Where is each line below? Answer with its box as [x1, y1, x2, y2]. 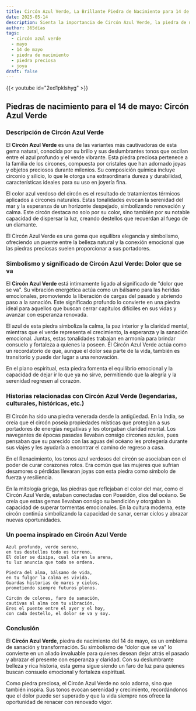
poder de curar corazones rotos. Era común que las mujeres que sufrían [6, 461, 180, 468]
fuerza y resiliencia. [6, 473, 54, 480]
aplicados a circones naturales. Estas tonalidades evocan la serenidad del [6, 196, 184, 203]
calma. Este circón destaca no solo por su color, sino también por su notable [6, 208, 190, 215]
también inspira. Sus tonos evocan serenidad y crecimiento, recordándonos [6, 686, 188, 693]
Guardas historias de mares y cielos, [6, 580, 100, 586]
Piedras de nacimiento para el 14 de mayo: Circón [6, 101, 189, 111]
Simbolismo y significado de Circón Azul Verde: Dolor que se [6, 259, 182, 267]
